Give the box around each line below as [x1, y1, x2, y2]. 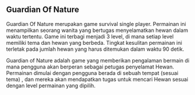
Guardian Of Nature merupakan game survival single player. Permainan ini [6, 20, 186, 27]
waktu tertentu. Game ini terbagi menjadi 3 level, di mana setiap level [6, 32, 174, 40]
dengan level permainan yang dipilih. [6, 82, 96, 89]
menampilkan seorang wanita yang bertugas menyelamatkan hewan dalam [6, 27, 188, 34]
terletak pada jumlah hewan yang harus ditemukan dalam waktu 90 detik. [6, 45, 184, 53]
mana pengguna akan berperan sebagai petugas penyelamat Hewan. [6, 63, 174, 70]
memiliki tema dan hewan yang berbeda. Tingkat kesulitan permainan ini [6, 39, 182, 46]
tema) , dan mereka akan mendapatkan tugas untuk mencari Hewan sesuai [6, 76, 188, 83]
